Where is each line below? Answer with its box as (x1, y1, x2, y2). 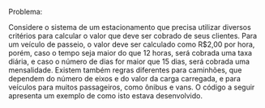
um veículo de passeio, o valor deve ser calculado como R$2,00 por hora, (8, 39, 255, 49)
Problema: (8, 7, 43, 16)
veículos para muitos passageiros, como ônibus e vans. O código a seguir (8, 82, 255, 92)
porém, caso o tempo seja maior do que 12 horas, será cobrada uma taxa (8, 48, 253, 57)
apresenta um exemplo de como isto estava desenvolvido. (8, 91, 203, 100)
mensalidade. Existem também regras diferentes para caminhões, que (8, 65, 242, 75)
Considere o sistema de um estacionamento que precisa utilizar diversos (8, 23, 251, 31)
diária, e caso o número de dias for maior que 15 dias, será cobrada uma (8, 56, 250, 66)
